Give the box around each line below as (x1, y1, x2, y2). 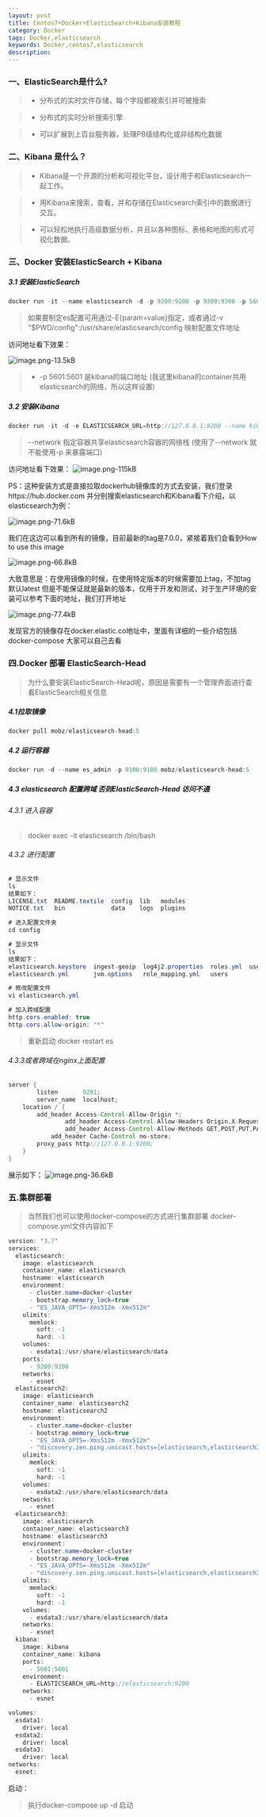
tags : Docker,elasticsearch (8, 33, 101, 42)
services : (8, 1244, 41, 1253)
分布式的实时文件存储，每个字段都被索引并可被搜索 (39, 96, 207, 106)
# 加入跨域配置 (8, 1006, 51, 1014)
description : (8, 48, 51, 56)
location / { (22, 1103, 66, 1111)
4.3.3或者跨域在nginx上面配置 (8, 1056, 105, 1065)
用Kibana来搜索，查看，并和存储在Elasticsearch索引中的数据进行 (39, 198, 252, 207)
